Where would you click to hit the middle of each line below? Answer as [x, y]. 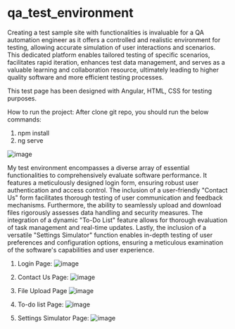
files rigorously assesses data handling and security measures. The [105, 212]
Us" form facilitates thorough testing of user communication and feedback [115, 198]
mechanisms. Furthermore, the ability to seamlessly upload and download [114, 205]
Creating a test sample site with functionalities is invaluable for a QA [106, 32]
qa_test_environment [70, 13]
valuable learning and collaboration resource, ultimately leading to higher [113, 70]
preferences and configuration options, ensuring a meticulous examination [115, 242]
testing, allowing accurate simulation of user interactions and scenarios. [112, 47]
